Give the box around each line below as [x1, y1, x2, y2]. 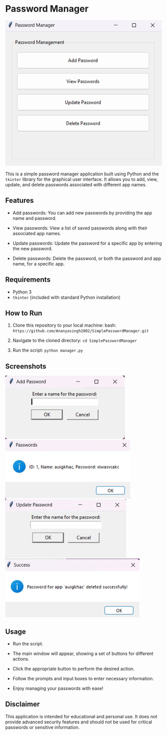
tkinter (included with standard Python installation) [12, 294, 120, 300]
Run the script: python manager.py [12, 347, 83, 354]
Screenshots [5, 362, 47, 370]
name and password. [12, 215, 57, 221]
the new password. [12, 245, 53, 251]
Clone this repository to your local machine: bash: [12, 322, 116, 328]
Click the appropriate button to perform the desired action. [12, 666, 135, 672]
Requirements [5, 276, 51, 284]
